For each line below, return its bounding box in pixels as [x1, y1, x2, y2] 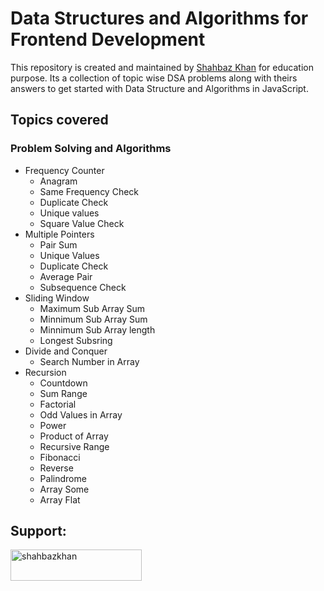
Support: [10, 523, 67, 540]
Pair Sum [39, 238, 78, 251]
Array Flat [39, 493, 81, 506]
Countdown [39, 377, 88, 389]
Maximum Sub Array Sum [39, 302, 146, 314]
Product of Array [39, 430, 109, 442]
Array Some [39, 483, 90, 495]
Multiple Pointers [24, 228, 95, 240]
